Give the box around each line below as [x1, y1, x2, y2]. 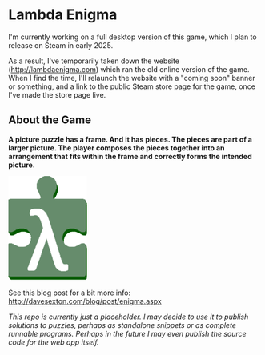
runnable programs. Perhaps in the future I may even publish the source [8, 329, 247, 338]
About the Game [8, 114, 92, 127]
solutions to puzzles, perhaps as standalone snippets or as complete [8, 320, 236, 329]
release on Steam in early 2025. [8, 40, 114, 50]
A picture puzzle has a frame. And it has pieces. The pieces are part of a [8, 134, 252, 144]
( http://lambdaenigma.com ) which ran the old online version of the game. [8, 64, 250, 74]
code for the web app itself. [8, 337, 99, 347]
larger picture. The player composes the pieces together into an [8, 142, 226, 153]
